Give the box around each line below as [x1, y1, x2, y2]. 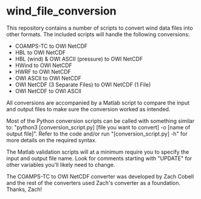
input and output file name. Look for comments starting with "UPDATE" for [6, 154, 192, 161]
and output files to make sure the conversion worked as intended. [6, 105, 171, 113]
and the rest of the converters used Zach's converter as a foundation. [6, 179, 181, 186]
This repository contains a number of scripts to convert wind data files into [6, 24, 193, 31]
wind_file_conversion [6, 4, 117, 18]
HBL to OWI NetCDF [15, 48, 66, 56]
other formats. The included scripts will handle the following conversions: [6, 30, 190, 38]
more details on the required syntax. [6, 136, 97, 143]
